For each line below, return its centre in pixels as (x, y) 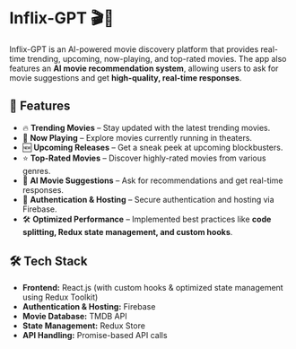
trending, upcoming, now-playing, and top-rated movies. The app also (157, 58)
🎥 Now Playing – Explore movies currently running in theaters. (137, 137)
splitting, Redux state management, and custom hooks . (127, 231)
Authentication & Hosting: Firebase (89, 306)
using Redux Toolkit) (60, 297)
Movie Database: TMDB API (74, 316)
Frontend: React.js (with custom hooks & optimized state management (153, 287)
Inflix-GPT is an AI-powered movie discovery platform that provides (134, 49)
